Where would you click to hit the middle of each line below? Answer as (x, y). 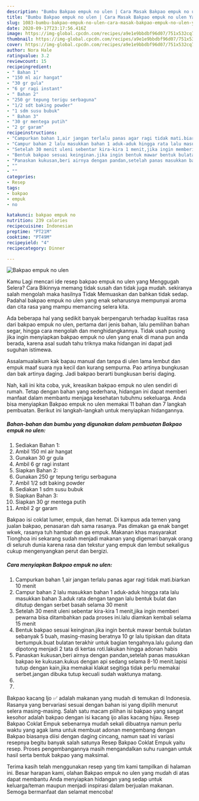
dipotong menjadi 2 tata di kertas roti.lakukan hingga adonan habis (96, 649)
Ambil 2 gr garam (36, 508)
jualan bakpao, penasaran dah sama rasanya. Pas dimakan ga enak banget (98, 526)
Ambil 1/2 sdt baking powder (50, 483)
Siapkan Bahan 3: (37, 496)
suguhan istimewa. (30, 350)
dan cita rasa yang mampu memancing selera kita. (68, 307)
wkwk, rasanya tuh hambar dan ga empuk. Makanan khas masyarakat (92, 532)
